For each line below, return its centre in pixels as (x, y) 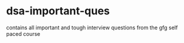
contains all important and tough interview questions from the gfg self (92, 27)
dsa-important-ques (58, 11)
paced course (23, 33)
